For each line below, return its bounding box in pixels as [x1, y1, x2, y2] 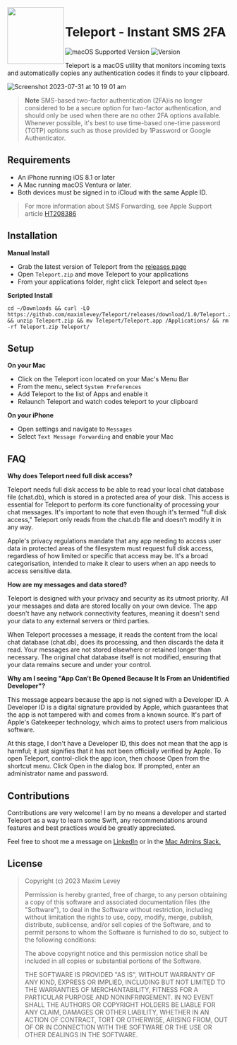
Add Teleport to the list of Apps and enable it [17, 390, 148, 398]
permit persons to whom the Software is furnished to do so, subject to [24, 928, 229, 936]
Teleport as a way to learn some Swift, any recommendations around [7, 816, 207, 824]
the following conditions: [24, 935, 97, 944]
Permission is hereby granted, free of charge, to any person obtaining [24, 890, 228, 899]
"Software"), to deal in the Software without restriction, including [24, 905, 213, 913]
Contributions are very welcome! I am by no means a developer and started [7, 809, 227, 816]
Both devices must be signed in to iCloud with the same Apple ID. [17, 187, 208, 197]
